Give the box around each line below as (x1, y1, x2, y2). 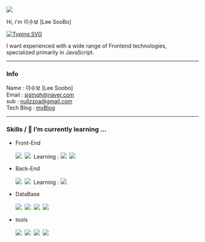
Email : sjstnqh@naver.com (6, 91, 74, 98)
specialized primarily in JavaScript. (6, 49, 95, 56)
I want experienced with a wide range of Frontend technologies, (6, 42, 167, 50)
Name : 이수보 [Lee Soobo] (6, 84, 73, 92)
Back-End (15, 164, 40, 172)
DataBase (15, 190, 40, 197)
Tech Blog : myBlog (6, 104, 56, 112)
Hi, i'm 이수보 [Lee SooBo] (6, 18, 71, 25)
